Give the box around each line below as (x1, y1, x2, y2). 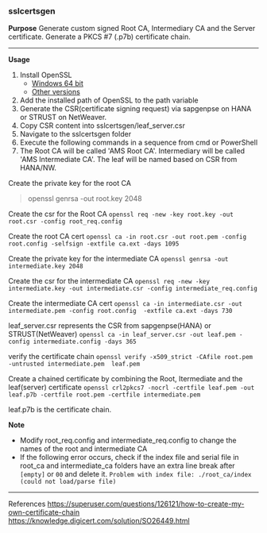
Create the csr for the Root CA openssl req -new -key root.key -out (8, 209, 234, 219)
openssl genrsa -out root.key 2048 (27, 194, 142, 203)
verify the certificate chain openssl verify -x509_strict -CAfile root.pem (8, 352, 253, 361)
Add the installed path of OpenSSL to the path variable (19, 95, 199, 105)
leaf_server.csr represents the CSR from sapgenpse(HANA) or (8, 321, 212, 330)
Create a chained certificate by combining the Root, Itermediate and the (8, 374, 243, 384)
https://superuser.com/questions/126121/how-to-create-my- (47, 499, 245, 509)
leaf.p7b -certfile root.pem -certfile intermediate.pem (8, 391, 201, 399)
